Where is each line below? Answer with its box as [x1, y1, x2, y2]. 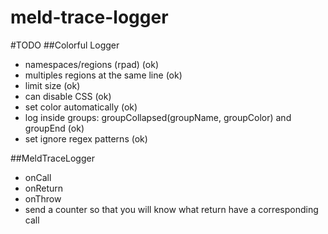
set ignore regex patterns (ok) [24, 132, 148, 145]
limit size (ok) [24, 79, 81, 91]
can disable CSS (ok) [24, 90, 112, 102]
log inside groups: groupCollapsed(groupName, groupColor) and [24, 111, 292, 123]
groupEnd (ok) [24, 122, 85, 134]
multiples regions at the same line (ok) [24, 69, 183, 81]
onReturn [24, 182, 64, 194]
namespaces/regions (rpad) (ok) [24, 58, 159, 70]
